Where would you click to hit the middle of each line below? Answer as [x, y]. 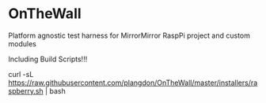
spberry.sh [26, 90]
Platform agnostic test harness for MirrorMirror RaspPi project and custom [129, 35]
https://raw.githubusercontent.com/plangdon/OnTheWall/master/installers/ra [133, 83]
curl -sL [21, 74]
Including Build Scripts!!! [48, 59]
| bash [55, 90]
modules [23, 43]
